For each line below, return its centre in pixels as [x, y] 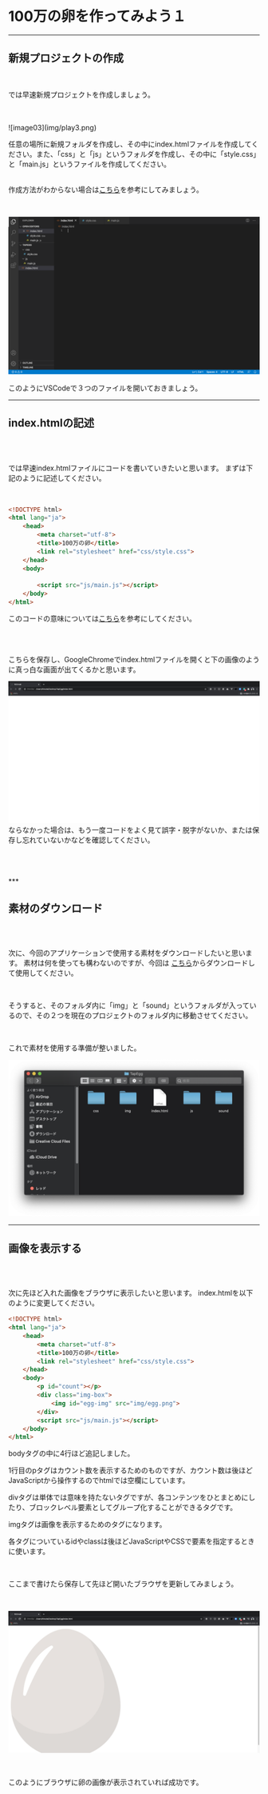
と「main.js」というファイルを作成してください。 [90, 164]
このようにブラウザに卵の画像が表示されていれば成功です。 [106, 1782]
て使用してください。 [43, 973]
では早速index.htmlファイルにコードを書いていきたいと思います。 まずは [127, 468]
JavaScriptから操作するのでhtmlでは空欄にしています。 [99, 1480]
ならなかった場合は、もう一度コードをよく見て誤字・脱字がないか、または [130, 829]
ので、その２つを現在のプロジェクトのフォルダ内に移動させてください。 [134, 1016]
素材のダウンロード [55, 908]
